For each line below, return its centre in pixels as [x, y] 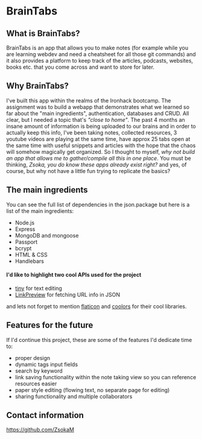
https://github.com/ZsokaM [40, 430]
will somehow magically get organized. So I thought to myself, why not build [101, 151]
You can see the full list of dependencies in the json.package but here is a [98, 204]
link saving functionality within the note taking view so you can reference [106, 377]
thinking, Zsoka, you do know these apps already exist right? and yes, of [96, 165]
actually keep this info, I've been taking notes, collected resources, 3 [92, 132]
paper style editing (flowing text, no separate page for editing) [92, 390]
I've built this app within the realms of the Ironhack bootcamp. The [89, 100]
